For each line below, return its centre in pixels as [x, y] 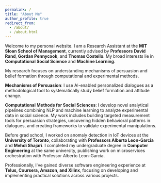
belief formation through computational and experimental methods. [72, 76]
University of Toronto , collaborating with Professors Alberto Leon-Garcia [80, 140]
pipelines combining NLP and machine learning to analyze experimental [77, 110]
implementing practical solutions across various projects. [62, 175]
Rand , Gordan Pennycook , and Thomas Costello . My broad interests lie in [80, 56]
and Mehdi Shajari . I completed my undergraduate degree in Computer [77, 145]
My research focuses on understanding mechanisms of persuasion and [76, 71]
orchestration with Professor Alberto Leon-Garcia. [55, 156]
